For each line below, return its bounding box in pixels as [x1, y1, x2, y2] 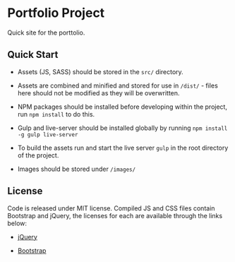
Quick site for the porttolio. [7, 28, 85, 37]
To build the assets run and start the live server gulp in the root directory [17, 143, 229, 152]
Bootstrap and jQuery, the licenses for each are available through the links [7, 211, 223, 220]
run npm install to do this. [17, 109, 95, 118]
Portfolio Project [7, 5, 105, 21]
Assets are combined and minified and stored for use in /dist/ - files [17, 81, 219, 90]
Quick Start [7, 49, 59, 61]
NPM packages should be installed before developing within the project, [17, 102, 228, 111]
